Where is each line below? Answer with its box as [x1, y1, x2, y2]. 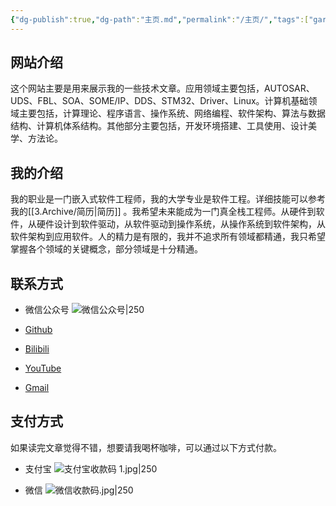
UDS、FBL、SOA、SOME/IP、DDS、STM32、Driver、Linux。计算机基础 [10, 95, 309, 107]
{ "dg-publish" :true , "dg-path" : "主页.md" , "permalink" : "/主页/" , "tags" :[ [10, 14, 310, 25]
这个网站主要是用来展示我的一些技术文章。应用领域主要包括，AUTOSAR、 [10, 82, 315, 95]
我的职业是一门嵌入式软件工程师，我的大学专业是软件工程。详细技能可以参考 [10, 193, 326, 205]
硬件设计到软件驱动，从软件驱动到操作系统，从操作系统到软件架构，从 [36, 218, 326, 230]
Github [24, 324, 53, 336]
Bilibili [24, 343, 50, 355]
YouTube [24, 362, 62, 375]
